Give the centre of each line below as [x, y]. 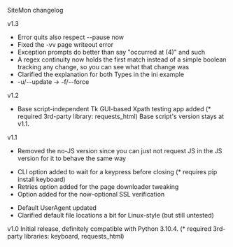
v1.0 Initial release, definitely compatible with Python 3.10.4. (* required [110, 229]
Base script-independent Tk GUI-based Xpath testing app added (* [114, 109]
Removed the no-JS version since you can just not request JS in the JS [120, 151]
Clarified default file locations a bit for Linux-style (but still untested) [116, 215]
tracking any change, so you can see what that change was [103, 67]
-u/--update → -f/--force [53, 82]
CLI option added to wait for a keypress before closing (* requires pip [117, 172]
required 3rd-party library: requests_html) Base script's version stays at [121, 116]
